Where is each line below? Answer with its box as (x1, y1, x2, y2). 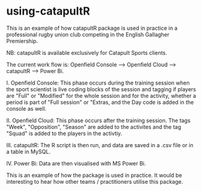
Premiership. (6, 37, 38, 44)
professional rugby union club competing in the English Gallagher (6, 30, 170, 38)
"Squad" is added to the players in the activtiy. (6, 130, 123, 137)
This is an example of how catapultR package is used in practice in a (6, 24, 178, 32)
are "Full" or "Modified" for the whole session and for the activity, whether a (6, 92, 197, 99)
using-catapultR (6, 4, 90, 18)
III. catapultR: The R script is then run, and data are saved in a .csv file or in (6, 141, 194, 148)
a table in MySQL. (6, 148, 51, 155)
